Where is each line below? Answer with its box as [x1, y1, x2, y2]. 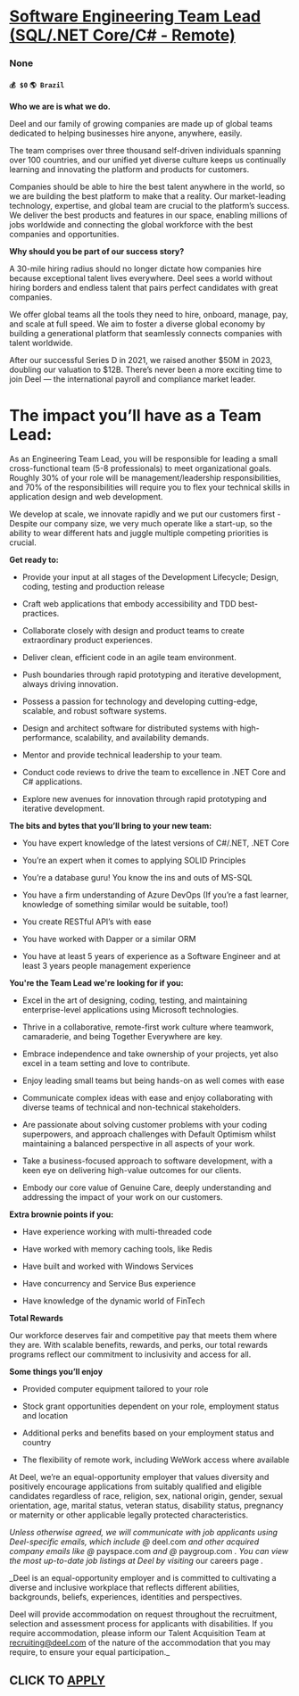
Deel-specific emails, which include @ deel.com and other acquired [9, 1536, 260, 1547]
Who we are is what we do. [9, 101, 112, 112]
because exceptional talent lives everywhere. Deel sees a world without [9, 273, 273, 284]
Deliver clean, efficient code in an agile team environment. [21, 652, 237, 663]
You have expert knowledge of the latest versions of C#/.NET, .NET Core [21, 838, 290, 848]
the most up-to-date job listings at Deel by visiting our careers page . [9, 1555, 264, 1567]
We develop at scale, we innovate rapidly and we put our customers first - [9, 509, 281, 519]
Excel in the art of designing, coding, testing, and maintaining [21, 995, 248, 1005]
